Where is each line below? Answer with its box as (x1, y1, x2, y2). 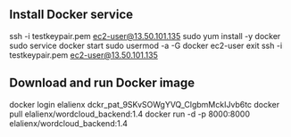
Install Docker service (9, 7, 134, 22)
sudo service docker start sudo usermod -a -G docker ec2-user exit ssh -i (9, 40, 283, 51)
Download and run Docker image (9, 76, 195, 91)
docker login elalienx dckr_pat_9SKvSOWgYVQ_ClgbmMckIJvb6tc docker (9, 99, 280, 109)
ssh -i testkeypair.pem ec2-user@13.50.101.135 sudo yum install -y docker (9, 30, 281, 41)
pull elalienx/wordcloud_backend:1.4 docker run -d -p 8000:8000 (9, 109, 250, 119)
